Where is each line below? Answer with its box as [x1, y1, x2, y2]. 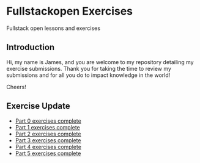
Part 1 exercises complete [15, 123, 81, 131]
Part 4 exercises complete [15, 143, 81, 150]
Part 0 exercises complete [15, 117, 81, 125]
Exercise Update [6, 101, 70, 111]
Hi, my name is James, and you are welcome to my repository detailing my [6, 58, 194, 65]
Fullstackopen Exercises [6, 4, 133, 18]
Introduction [6, 42, 55, 53]
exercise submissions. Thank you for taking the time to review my [6, 65, 171, 72]
